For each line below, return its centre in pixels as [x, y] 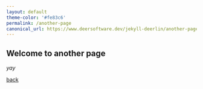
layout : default [27, 12]
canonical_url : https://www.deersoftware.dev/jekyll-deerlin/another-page [102, 29]
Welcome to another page [56, 53]
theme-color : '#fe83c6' [36, 18]
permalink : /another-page [39, 23]
